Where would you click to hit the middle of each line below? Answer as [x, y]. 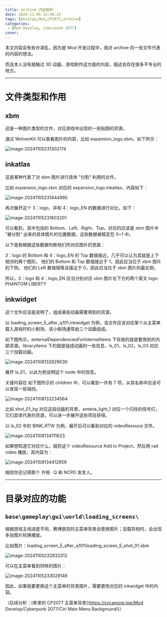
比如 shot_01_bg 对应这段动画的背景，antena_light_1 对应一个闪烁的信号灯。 [83, 409]
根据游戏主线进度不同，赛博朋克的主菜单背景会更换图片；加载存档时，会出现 [83, 529]
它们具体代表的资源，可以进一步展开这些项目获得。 [57, 415]
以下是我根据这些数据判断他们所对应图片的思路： [55, 244]
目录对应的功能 [36, 499]
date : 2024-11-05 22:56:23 [33, 14]
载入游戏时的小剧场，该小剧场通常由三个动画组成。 [57, 329]
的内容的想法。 [20, 54]
